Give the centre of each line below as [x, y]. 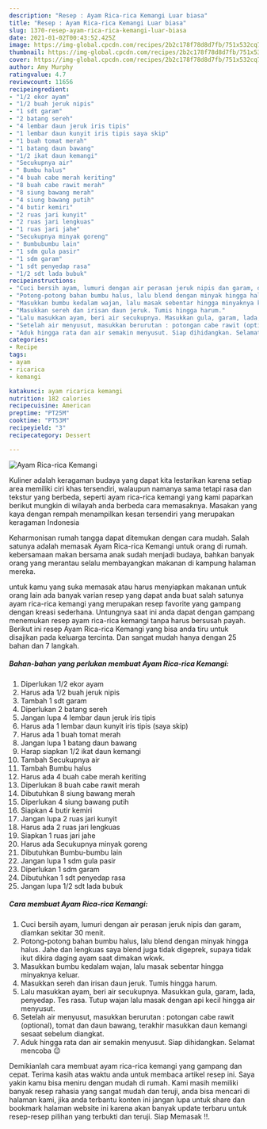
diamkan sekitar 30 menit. [63, 932]
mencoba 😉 [40, 1051]
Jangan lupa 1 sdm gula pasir [68, 860]
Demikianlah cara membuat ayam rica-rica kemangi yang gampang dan [126, 1066]
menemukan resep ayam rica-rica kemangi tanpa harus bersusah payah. [128, 620]
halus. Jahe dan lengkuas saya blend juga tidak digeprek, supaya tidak [136, 949]
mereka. [23, 571]
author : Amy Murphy [41, 67]
